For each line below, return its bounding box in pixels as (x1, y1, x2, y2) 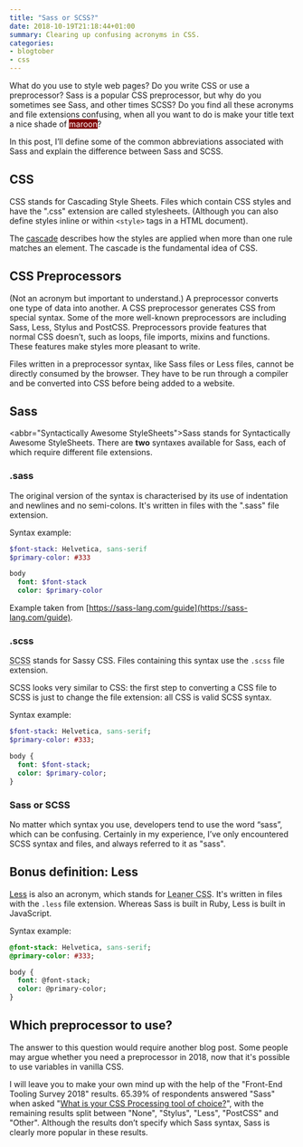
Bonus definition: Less (9, 865, 138, 880)
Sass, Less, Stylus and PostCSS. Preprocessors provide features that (9, 321, 267, 332)
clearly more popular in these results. (9, 1126, 148, 1137)
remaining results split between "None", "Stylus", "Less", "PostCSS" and (9, 1107, 279, 1118)
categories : (9, 38, 54, 48)
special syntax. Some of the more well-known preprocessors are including (9, 311, 287, 322)
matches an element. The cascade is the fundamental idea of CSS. (9, 242, 259, 253)
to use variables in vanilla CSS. (9, 1061, 125, 1072)
